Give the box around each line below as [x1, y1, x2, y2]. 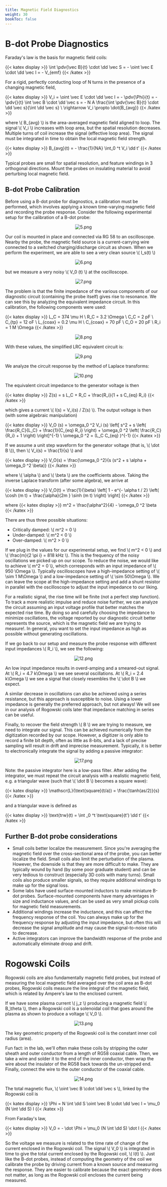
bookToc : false [5, 16, 37, 21]
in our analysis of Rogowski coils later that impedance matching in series [5, 707, 154, 713]
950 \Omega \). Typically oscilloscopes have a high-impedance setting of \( [5, 568, 160, 574]
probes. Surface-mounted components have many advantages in [20, 893, 154, 899]
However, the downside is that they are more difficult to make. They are [12, 861, 159, 867]
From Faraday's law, [5, 1115, 46, 1121]
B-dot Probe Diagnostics [5, 38, 109, 49]
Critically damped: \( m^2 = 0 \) [12, 527, 77, 533]
